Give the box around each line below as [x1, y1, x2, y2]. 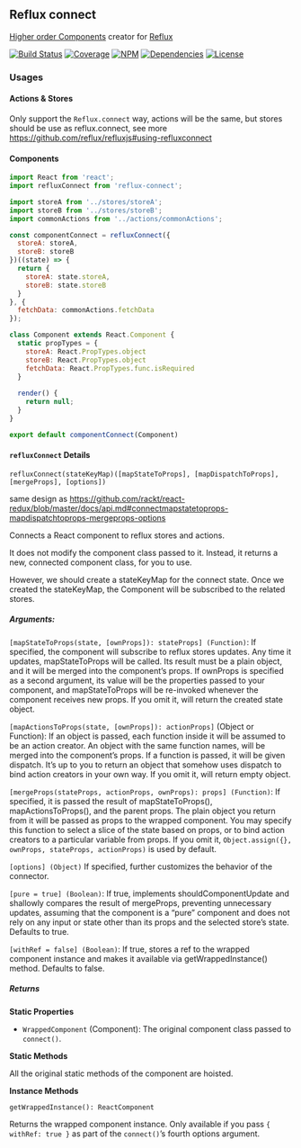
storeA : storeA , [17, 238, 78, 248]
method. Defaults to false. [9, 963, 105, 973]
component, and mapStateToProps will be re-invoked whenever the [9, 684, 259, 695]
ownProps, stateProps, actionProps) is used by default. [9, 843, 217, 854]
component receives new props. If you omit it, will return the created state [9, 694, 283, 704]
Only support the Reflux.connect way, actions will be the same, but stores [9, 112, 283, 124]
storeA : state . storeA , [25, 272, 111, 282]
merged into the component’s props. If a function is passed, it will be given [9, 749, 286, 760]
